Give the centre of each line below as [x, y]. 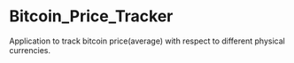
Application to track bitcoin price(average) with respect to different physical [147, 41]
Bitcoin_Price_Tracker [91, 16]
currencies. [30, 50]
